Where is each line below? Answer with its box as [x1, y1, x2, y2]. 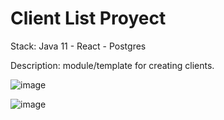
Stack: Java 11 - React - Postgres [10, 40, 147, 52]
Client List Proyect [10, 7, 167, 30]
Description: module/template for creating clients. [10, 59, 215, 71]
